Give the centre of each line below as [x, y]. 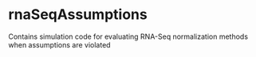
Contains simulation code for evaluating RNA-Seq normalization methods [128, 36]
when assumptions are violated [59, 44]
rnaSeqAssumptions [78, 15]
